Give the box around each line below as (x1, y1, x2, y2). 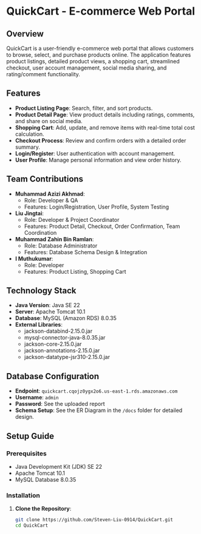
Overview (6, 29, 44, 39)
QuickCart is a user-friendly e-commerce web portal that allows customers (6, 44, 194, 52)
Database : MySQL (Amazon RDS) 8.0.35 (15, 315, 117, 322)
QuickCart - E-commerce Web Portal (6, 4, 196, 18)
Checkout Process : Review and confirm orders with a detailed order (15, 137, 186, 144)
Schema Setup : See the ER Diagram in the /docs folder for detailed (15, 407, 183, 414)
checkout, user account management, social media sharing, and (6, 64, 167, 71)
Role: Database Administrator (24, 242, 98, 249)
